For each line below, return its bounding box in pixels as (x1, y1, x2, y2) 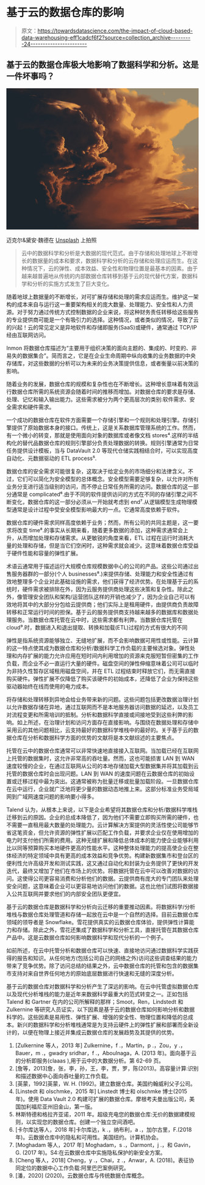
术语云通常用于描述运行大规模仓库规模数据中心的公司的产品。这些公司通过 (6, 562, 193, 570)
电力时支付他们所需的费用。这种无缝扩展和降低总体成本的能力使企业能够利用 (6, 837, 199, 844)
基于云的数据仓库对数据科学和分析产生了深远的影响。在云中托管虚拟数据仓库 (6, 982, 199, 990)
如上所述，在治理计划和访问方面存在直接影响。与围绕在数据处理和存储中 (16, 718, 199, 726)
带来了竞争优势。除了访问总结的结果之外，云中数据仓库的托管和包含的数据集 (6, 962, 199, 969)
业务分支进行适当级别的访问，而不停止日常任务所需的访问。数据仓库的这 (6, 483, 188, 490)
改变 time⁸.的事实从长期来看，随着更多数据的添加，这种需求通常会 (16, 526, 183, 533)
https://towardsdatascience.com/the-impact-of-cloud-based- (37, 27, 193, 34)
